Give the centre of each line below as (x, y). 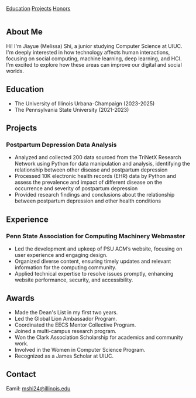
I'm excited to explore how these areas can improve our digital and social (94, 64)
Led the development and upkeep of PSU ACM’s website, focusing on (98, 249)
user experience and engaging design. (61, 255)
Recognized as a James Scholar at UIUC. (64, 356)
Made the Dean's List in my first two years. (66, 312)
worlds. (15, 71)
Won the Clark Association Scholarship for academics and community (99, 337)
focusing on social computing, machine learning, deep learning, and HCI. (94, 59)
